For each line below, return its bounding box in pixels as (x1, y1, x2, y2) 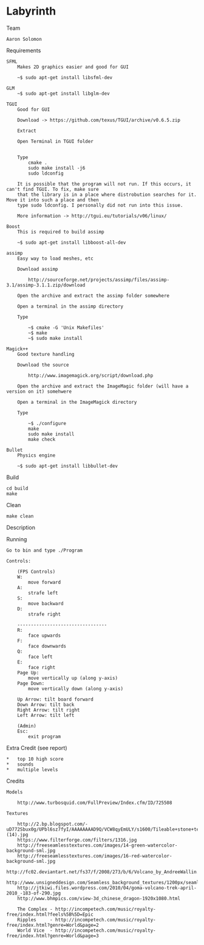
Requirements (6, 47, 41, 54)
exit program (28, 733, 61, 739)
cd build (6, 485, 29, 491)
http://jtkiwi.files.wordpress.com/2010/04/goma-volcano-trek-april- (17, 885, 197, 891)
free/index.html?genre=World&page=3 (6, 932, 99, 939)
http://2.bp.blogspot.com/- (17, 821, 88, 827)
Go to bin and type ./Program (6, 547, 83, 553)
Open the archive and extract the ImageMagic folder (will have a (17, 383, 189, 389)
